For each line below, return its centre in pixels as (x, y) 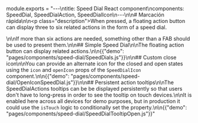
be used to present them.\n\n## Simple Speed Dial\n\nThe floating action (95, 45)
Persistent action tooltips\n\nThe (134, 82)
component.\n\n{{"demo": (38, 76)
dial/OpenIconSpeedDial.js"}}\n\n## (50, 82)
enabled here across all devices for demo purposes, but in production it (93, 101)
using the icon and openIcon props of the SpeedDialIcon (74, 70)
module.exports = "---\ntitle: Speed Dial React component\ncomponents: (95, 9)
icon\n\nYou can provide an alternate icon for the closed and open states (95, 64)
